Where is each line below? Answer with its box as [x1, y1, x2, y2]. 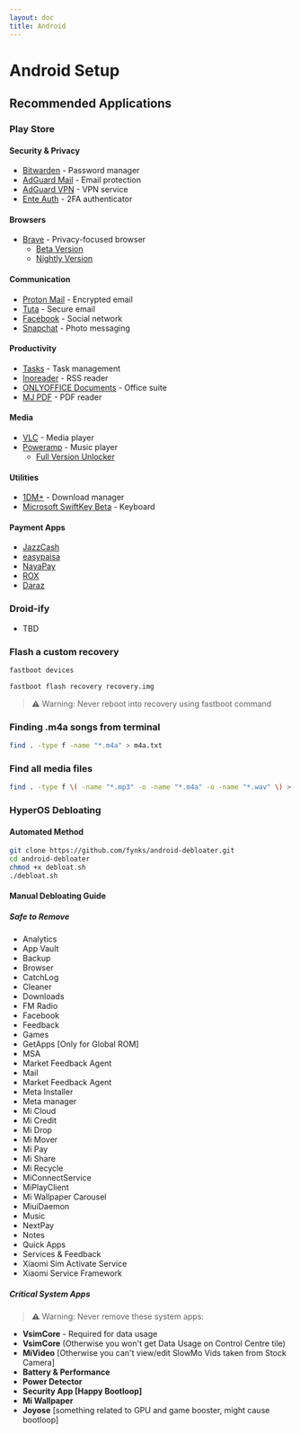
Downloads [22, 991, 65, 1002]
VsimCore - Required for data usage [22, 1329, 158, 1340]
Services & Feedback [22, 1249, 101, 1260]
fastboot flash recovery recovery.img [9, 682, 154, 691]
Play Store [9, 123, 56, 135]
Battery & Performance [22, 1367, 110, 1377]
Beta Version [35, 243, 84, 254]
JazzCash [22, 542, 60, 553]
